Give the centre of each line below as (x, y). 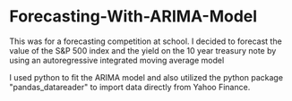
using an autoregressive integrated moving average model (117, 60)
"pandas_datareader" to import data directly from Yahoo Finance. (130, 87)
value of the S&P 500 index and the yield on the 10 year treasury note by (143, 50)
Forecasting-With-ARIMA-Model (133, 17)
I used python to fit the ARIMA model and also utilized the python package (146, 77)
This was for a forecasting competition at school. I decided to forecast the (146, 41)
